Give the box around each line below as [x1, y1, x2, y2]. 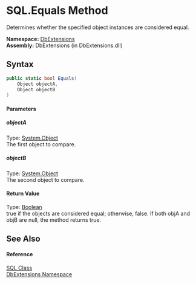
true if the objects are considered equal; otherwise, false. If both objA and [6, 210, 191, 217]
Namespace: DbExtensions [6, 35, 75, 42]
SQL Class [6, 264, 32, 271]
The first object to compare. [6, 140, 76, 148]
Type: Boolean [6, 203, 42, 210]
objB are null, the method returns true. [6, 216, 102, 224]
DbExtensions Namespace [6, 270, 73, 278]
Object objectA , [17, 81, 59, 87]
